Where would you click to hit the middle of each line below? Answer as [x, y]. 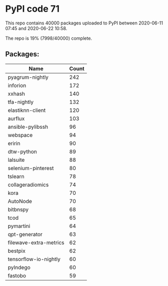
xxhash [16, 94]
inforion [17, 85]
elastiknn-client [27, 110]
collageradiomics [28, 185]
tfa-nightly [21, 102]
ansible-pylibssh [28, 127]
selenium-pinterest [31, 168]
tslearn [16, 176]
